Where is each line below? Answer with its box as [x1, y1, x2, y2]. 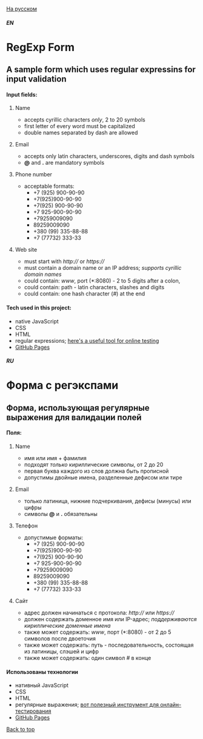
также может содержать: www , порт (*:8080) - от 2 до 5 [24, 628, 171, 636]
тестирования [15, 707, 52, 715]
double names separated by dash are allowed [24, 129, 138, 136]
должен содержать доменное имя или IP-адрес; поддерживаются [24, 615, 197, 622]
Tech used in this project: [6, 304, 72, 311]
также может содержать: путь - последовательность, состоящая [24, 641, 194, 648]
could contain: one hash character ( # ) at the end [24, 290, 145, 297]
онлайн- [160, 701, 182, 709]
